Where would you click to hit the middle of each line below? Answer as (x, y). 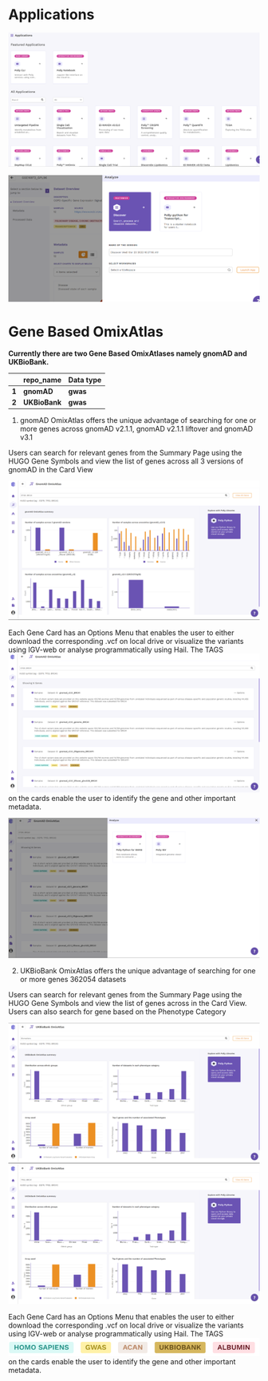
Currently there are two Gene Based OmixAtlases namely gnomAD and (128, 353)
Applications (51, 15)
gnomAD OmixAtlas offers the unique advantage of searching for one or (138, 420)
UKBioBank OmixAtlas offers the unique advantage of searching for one (138, 970)
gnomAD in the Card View (51, 469)
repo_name (43, 380)
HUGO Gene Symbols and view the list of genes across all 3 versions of (126, 461)
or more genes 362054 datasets (73, 979)
